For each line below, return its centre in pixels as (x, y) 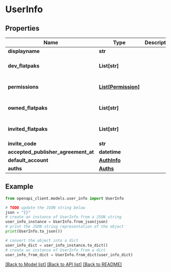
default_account (28, 160)
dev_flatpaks (24, 66)
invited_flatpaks (28, 129)
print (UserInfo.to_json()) (34, 231)
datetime (110, 152)
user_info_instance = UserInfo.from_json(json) (57, 222)
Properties (22, 28)
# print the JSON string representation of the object (65, 227)
